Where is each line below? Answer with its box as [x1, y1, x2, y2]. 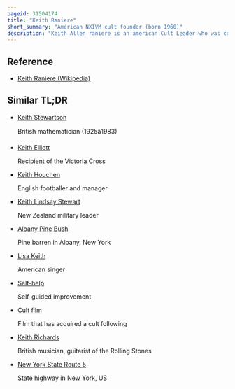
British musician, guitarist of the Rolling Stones [17, 346, 152, 355]
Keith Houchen [17, 170, 61, 178]
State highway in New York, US [17, 374, 108, 382]
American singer [17, 265, 65, 274]
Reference [7, 55, 54, 67]
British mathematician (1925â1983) [17, 127, 117, 135]
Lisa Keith [17, 251, 46, 260]
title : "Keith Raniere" [7, 17, 77, 24]
